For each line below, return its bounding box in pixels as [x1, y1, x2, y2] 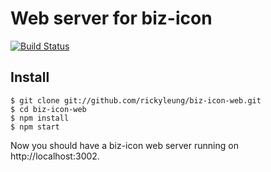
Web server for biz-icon [10, 7, 213, 30]
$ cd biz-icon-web [10, 104, 87, 114]
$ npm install [10, 113, 70, 123]
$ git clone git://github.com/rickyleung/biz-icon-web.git [10, 95, 262, 106]
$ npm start [10, 122, 60, 132]
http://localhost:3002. [10, 150, 100, 162]
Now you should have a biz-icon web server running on [10, 139, 239, 151]
